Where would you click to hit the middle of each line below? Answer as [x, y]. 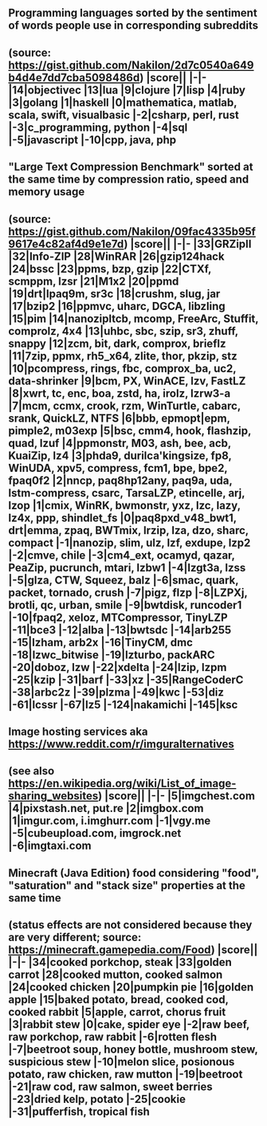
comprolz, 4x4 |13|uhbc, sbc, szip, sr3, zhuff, [124, 331]
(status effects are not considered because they [130, 925]
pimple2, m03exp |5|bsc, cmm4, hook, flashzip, [130, 431]
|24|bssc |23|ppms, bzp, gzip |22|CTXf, [110, 269]
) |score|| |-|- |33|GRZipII [187, 243]
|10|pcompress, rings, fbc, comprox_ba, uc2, [122, 369]
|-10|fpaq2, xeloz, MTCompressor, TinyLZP [118, 617]
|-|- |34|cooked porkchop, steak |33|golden [120, 962]
